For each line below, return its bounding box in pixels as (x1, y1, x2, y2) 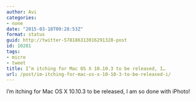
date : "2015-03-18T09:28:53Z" (6, 26, 84, 32)
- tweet (6, 60, 26, 66)
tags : (6, 49, 20, 55)
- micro (6, 54, 26, 60)
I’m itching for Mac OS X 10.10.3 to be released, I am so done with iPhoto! (6, 88, 190, 95)
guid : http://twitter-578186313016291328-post (6, 37, 127, 43)
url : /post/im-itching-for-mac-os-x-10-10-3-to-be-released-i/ (6, 71, 171, 77)
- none (6, 20, 23, 26)
